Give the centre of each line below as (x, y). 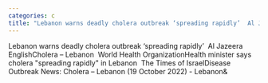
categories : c (32, 16)
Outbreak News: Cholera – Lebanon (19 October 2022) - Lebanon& (118, 71)
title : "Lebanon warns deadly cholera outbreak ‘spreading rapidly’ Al (132, 23)
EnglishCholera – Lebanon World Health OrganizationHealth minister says (130, 54)
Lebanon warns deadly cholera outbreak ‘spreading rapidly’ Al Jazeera (126, 45)
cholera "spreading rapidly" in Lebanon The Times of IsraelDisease (120, 63)
